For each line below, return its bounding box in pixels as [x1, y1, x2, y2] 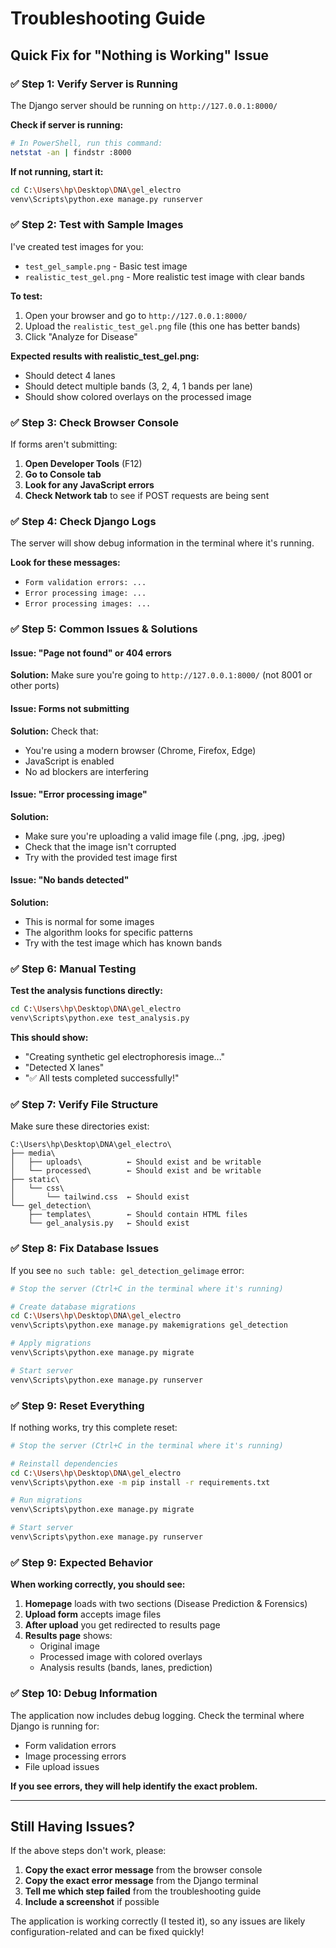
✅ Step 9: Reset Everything [10, 1398, 145, 1412]
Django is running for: [10, 1720, 100, 1732]
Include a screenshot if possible [24, 1896, 160, 1908]
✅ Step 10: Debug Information [10, 1687, 158, 1701]
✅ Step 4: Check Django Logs [10, 514, 157, 528]
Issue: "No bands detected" [10, 874, 130, 886]
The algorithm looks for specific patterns [24, 927, 193, 938]
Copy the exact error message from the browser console [24, 1864, 263, 1876]
